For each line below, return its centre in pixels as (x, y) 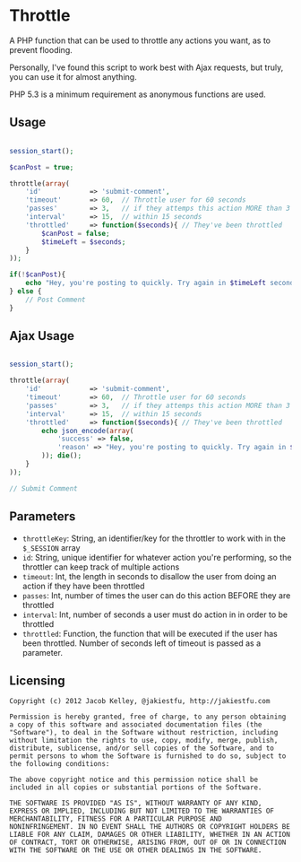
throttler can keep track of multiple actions (101, 567)
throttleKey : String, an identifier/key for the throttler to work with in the (154, 538)
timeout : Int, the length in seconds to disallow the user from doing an (149, 576)
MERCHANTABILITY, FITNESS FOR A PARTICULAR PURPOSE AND (116, 819)
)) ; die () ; (62, 456)
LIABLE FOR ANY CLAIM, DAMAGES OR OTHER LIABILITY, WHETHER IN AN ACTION (150, 835)
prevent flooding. (41, 49)
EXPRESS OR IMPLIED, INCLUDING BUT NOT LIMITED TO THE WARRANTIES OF (142, 811)
